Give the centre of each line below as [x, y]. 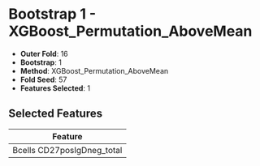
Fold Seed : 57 [43, 79]
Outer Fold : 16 [44, 53]
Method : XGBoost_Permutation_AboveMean [94, 70]
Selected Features [56, 114]
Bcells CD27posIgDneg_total [67, 150]
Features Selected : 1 [55, 88]
